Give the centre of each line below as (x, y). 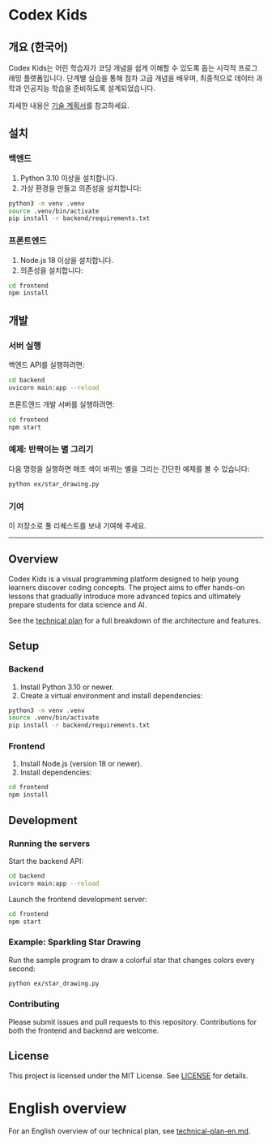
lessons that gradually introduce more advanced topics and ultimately (125, 596)
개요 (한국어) (38, 47)
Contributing (34, 1004)
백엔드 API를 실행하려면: (47, 365)
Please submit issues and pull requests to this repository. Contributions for (133, 1021)
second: (22, 969)
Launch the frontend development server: (78, 899)
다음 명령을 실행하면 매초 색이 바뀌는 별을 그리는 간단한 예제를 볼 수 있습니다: (129, 468)
